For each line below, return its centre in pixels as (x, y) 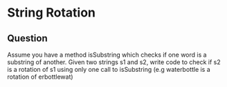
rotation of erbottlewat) (40, 77)
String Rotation (51, 13)
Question (27, 38)
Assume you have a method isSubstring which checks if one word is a (107, 55)
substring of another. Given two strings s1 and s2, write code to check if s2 (114, 62)
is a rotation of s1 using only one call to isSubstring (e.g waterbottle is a (109, 69)
